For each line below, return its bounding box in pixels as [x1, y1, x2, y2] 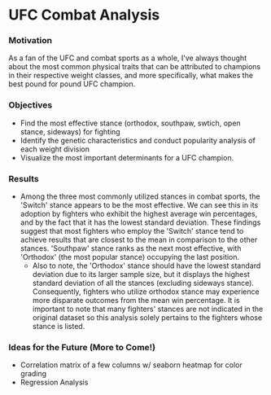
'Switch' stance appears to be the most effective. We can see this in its [20, 200, 259, 210]
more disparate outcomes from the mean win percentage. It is [32, 296, 240, 305]
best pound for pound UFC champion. [8, 79, 136, 89]
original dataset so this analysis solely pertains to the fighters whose [32, 313, 263, 323]
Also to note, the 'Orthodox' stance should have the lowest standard [32, 261, 261, 270]
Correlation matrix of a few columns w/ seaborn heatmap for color [20, 360, 243, 370]
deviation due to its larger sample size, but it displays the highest [32, 270, 250, 279]
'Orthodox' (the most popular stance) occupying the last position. [20, 252, 240, 262]
